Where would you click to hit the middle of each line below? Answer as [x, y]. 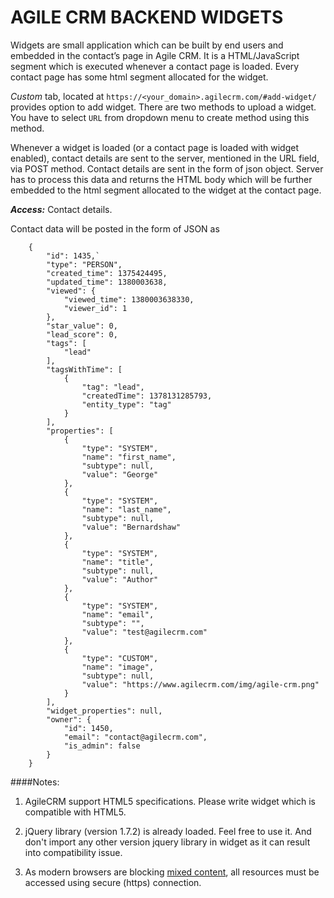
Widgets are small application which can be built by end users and [147, 45]
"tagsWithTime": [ [84, 369]
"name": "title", [118, 562]
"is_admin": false [102, 746]
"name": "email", [118, 614]
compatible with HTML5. [75, 812]
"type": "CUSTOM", [120, 658]
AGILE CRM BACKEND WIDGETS [147, 17]
